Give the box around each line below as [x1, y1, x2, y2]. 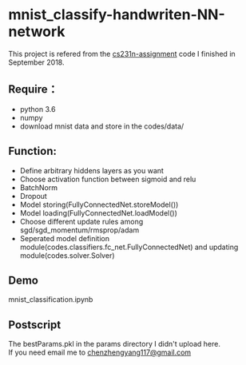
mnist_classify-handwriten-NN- [8, 6, 225, 24]
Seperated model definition [19, 233, 110, 243]
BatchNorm [19, 182, 58, 192]
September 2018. [8, 58, 65, 67]
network [8, 22, 65, 41]
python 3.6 [19, 104, 56, 113]
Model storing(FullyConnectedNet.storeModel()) [19, 200, 179, 209]
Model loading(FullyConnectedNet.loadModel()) [19, 208, 178, 217]
